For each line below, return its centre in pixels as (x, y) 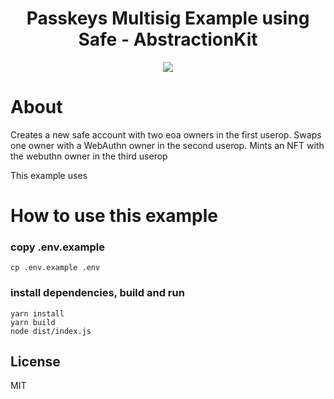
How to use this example (114, 216)
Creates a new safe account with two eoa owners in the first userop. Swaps (166, 134)
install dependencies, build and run (97, 293)
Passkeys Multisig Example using (168, 18)
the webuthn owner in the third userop (89, 156)
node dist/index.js (51, 331)
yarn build (33, 322)
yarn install (37, 313)
